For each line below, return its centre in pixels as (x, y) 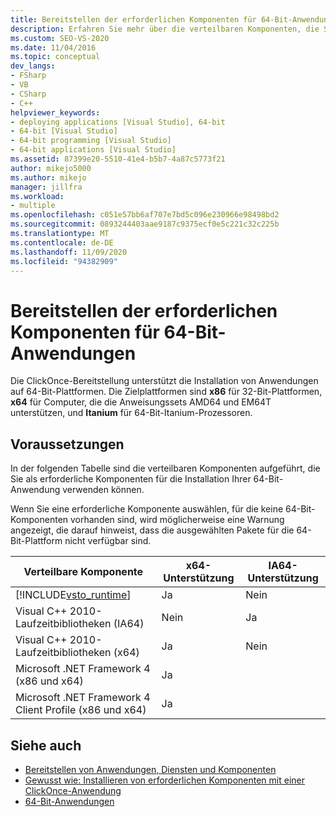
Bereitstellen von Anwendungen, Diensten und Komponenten (150, 769)
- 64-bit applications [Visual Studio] (93, 150)
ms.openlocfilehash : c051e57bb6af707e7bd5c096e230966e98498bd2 (145, 215)
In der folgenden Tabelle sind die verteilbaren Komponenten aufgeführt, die (165, 468)
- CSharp (28, 94)
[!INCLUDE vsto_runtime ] (73, 595)
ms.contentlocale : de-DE (62, 242)
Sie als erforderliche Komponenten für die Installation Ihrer (131, 479)
